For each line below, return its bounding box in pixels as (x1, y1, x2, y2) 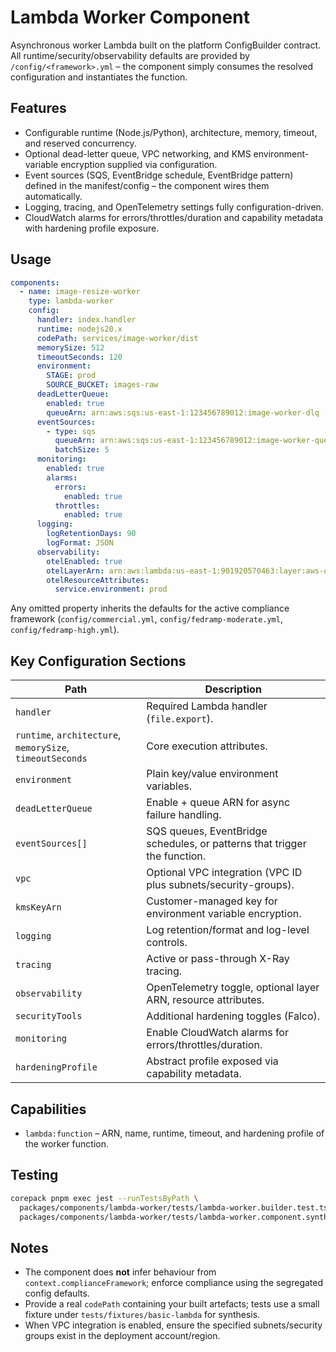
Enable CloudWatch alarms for (146, 1026, 289, 1040)
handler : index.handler (36, 315, 137, 325)
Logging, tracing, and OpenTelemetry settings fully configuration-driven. (24, 201, 324, 213)
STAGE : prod (46, 371, 97, 381)
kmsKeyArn (15, 902, 62, 913)
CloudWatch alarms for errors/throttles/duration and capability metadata (24, 211, 324, 223)
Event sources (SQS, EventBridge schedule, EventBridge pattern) (24, 169, 294, 181)
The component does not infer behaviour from (24, 1266, 217, 1278)
